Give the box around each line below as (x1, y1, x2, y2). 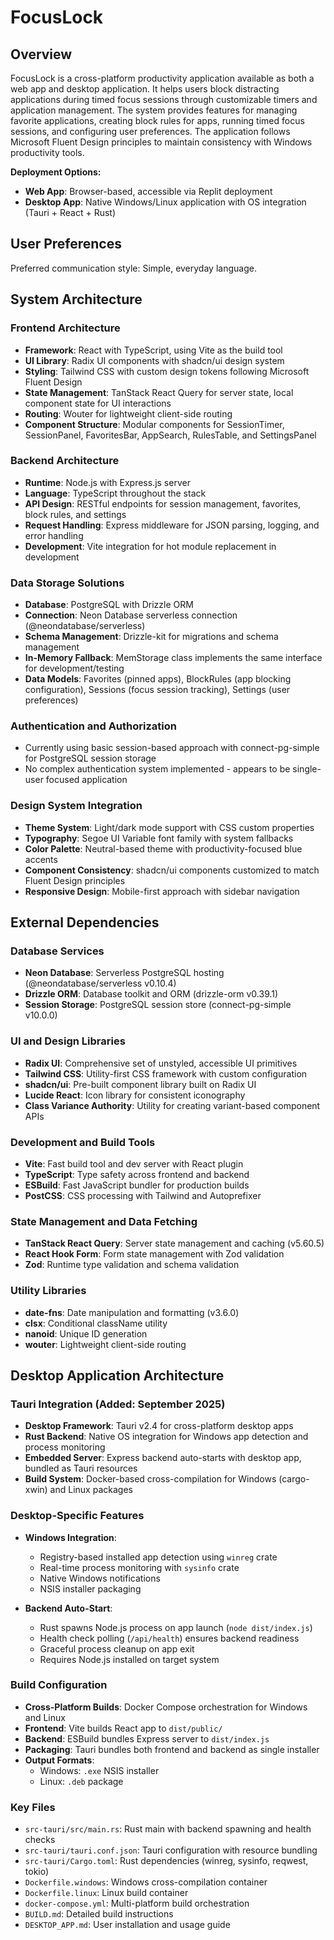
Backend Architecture (10, 454, 120, 468)
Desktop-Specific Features (10, 1509, 145, 1523)
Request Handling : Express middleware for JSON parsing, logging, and (24, 519, 320, 531)
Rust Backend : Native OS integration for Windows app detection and (24, 1431, 309, 1443)
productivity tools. (10, 147, 85, 158)
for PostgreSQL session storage (24, 752, 157, 765)
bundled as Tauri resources (24, 1462, 138, 1475)
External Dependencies (10, 914, 160, 931)
